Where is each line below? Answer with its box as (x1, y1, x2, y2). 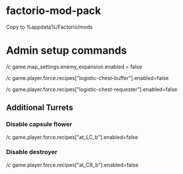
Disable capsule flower (6, 120, 73, 128)
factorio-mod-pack (6, 4, 101, 18)
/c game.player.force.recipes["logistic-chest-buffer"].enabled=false (6, 74, 169, 81)
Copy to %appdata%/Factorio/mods (6, 23, 93, 30)
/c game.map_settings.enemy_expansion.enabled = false (6, 63, 142, 70)
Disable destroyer (6, 148, 58, 156)
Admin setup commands (6, 44, 127, 57)
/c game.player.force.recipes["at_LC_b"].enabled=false (6, 133, 138, 141)
